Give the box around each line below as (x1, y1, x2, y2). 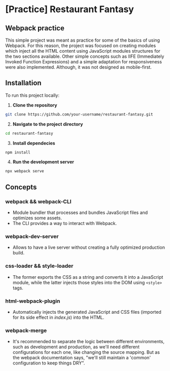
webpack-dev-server (5, 233, 59, 240)
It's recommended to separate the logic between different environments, (12, 339, 165, 345)
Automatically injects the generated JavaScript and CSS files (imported (12, 309, 161, 315)
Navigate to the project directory (12, 121, 83, 127)
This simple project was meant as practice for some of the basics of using (5, 37, 160, 43)
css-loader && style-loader (5, 263, 74, 270)
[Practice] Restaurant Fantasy (5, 4, 134, 15)
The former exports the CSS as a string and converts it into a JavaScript (12, 274, 163, 280)
